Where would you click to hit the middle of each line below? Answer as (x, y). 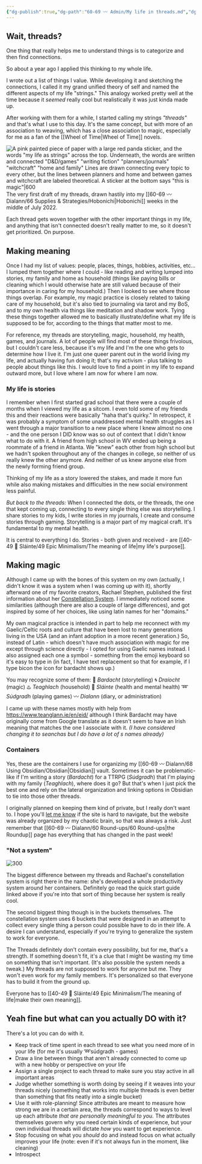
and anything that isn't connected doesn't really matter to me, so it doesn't (99, 226)
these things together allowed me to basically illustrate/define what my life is (101, 317)
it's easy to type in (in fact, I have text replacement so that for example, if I (98, 662)
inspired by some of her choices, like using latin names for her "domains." (98, 612)
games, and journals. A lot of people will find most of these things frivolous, (100, 341)
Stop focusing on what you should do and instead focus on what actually (105, 1135)
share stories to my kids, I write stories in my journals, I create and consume (100, 515)
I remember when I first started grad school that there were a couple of (94, 402)
